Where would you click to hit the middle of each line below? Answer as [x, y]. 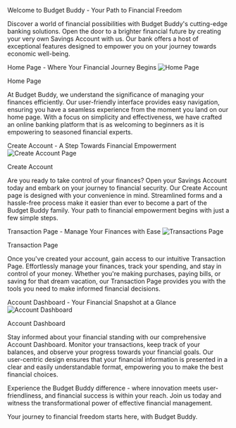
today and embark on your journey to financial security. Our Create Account [117, 188]
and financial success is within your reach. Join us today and [133, 396]
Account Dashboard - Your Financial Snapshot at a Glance [92, 302]
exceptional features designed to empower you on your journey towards [112, 46]
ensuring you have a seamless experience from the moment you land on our [118, 109]
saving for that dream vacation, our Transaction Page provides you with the [117, 281]
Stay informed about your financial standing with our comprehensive [107, 337]
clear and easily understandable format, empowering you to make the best [116, 367]
